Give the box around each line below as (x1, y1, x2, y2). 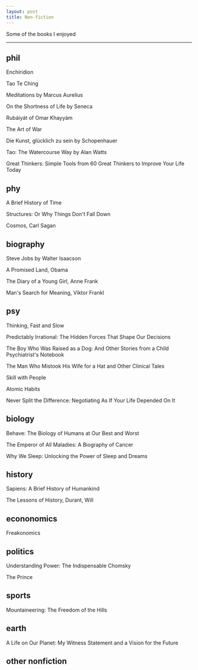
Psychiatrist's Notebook (6, 351, 64, 358)
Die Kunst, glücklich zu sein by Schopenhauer (6, 137, 118, 145)
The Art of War (6, 126, 42, 133)
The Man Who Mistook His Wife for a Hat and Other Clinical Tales (6, 362, 165, 370)
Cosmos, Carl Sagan (6, 222, 56, 229)
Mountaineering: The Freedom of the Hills (6, 606, 107, 613)
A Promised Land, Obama (6, 266, 68, 273)
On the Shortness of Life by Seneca (6, 103, 93, 110)
